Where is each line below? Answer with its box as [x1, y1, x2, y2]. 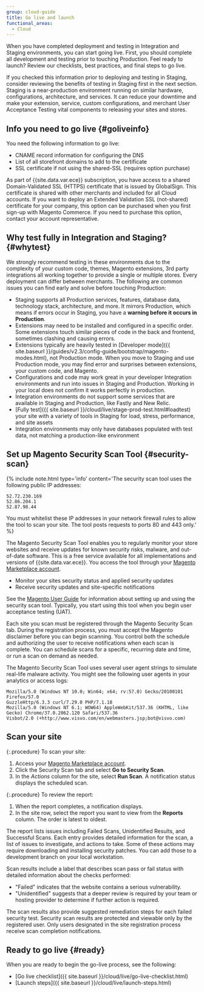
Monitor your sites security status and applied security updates [15, 577, 174, 584]
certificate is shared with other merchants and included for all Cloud [6, 189, 177, 196]
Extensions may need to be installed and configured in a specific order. [15, 322, 193, 329]
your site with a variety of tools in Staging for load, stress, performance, [15, 412, 195, 420]
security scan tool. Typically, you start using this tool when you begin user [6, 602, 192, 609]
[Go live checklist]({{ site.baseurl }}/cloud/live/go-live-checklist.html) [15, 973, 188, 980]
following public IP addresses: [6, 481, 82, 488]
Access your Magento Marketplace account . [15, 760, 126, 767]
